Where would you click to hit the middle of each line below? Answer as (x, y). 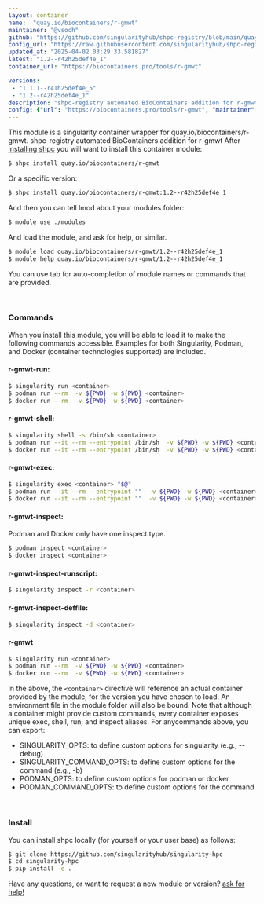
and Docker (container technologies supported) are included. (107, 351)
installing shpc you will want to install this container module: (105, 149)
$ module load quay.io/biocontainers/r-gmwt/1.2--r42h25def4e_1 (115, 251)
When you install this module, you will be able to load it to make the (117, 335)
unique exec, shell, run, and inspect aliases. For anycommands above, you (128, 722)
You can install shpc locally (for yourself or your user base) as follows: (122, 840)
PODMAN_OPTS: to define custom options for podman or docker (124, 779)
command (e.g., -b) (51, 770)
